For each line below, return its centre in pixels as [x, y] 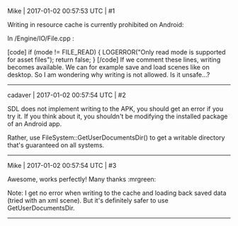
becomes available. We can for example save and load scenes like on [109, 67]
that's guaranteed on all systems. [56, 145]
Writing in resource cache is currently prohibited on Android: [96, 24]
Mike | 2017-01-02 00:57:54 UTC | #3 [62, 165]
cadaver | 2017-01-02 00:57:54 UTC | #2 [67, 95]
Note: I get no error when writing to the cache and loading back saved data [117, 193]
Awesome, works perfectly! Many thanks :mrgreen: [82, 179]
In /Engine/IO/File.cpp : [41, 38]
